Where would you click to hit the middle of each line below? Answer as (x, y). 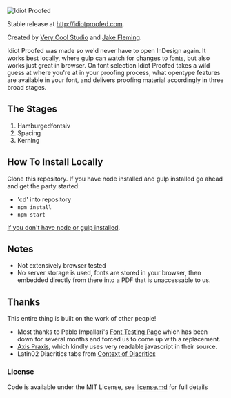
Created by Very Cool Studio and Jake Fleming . (74, 37)
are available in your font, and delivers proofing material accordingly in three (115, 80)
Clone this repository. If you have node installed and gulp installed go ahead (115, 179)
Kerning (28, 140)
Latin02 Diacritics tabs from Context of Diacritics (87, 354)
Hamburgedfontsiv (44, 126)
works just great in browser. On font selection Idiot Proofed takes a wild (109, 65)
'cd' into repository (44, 199)
